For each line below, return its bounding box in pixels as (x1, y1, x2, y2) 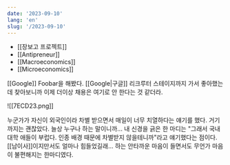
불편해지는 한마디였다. (14, 151, 74, 159)
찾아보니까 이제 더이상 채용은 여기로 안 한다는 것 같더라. (14, 88, 163, 97)
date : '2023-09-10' (7, 10, 63, 17)
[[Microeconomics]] (17, 65, 74, 73)
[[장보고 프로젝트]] (17, 43, 67, 51)
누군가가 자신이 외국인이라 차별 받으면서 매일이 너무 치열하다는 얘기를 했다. (7, 116, 208, 124)
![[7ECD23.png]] (7, 101, 54, 110)
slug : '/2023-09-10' (7, 23, 67, 30)
